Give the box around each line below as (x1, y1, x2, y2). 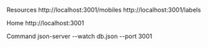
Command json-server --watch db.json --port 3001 (6, 32, 153, 40)
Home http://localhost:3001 (6, 19, 84, 27)
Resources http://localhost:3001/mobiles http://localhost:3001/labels (6, 6, 201, 14)
